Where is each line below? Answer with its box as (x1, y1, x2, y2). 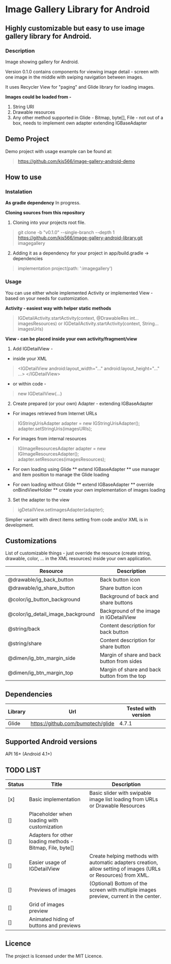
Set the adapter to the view (12, 496, 70, 503)
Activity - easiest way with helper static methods (5, 305, 111, 311)
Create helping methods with (89, 852, 159, 859)
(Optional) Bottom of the (89, 880, 148, 887)
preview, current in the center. (89, 893, 161, 900)
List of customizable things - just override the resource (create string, (5, 550, 151, 556)
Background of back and (100, 593, 159, 600)
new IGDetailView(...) (17, 390, 62, 396)
